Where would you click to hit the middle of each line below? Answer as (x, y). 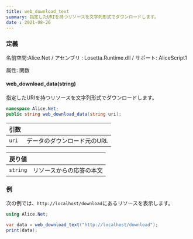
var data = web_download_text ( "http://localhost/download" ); (82, 225)
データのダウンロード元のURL (68, 141)
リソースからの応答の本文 (68, 170)
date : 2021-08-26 (28, 22)
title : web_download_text (37, 11)
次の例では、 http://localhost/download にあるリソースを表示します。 (90, 203)
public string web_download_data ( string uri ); (64, 114)
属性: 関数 (18, 70)
